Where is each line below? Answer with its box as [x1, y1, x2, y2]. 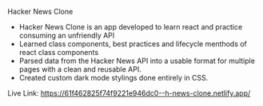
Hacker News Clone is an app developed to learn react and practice [18, 22, 243, 31]
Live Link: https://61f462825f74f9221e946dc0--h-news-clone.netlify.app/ [7, 88, 251, 98]
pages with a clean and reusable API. [18, 65, 141, 74]
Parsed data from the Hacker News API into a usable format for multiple [18, 56, 255, 65]
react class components [18, 48, 99, 57]
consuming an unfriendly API [18, 31, 115, 40]
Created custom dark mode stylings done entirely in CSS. [18, 73, 209, 82]
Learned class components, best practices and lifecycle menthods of [18, 39, 247, 49]
